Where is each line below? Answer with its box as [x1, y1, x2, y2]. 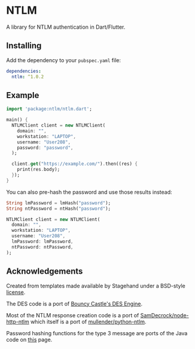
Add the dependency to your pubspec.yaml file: [6, 56, 121, 63]
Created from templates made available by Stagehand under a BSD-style [6, 282, 185, 289]
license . [6, 288, 26, 296]
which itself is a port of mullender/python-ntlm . [30, 318, 147, 325]
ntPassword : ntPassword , [11, 244, 74, 250]
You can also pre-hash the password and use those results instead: [6, 188, 172, 195]
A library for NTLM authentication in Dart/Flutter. [6, 23, 126, 30]
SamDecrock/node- [140, 311, 190, 319]
